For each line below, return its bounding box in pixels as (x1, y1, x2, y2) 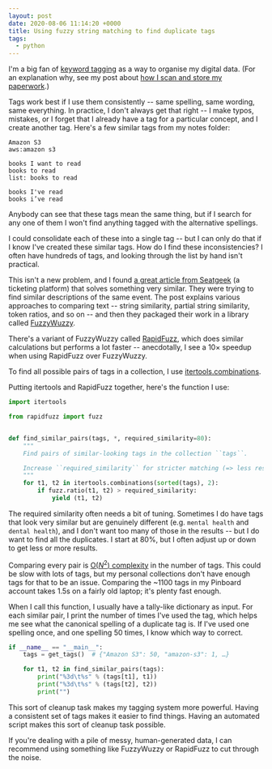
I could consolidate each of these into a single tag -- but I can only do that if (8, 234, 262, 244)
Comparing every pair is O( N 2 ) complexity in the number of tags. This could (8, 559, 261, 570)
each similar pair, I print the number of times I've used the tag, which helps (8, 610, 257, 620)
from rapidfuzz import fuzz (8, 413, 104, 421)
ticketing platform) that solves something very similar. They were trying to (8, 284, 254, 294)
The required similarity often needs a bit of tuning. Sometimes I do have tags (8, 508, 264, 518)
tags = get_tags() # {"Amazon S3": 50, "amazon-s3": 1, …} (23, 651, 230, 659)
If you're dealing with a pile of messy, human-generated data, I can (8, 735, 232, 745)
